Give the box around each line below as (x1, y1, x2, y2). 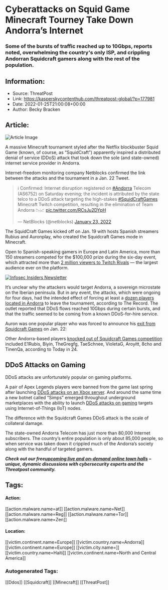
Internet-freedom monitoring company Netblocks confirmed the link (5, 170, 145, 176)
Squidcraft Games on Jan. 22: (5, 326, 67, 332)
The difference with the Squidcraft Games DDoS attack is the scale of (5, 415, 149, 421)
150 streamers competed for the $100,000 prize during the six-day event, (5, 254, 157, 260)
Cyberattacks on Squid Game (5, 4, 130, 15)
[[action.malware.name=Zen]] (5, 517, 67, 523)
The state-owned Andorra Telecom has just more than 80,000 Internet (5, 430, 150, 436)
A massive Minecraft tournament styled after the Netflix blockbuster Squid (5, 144, 159, 150)
